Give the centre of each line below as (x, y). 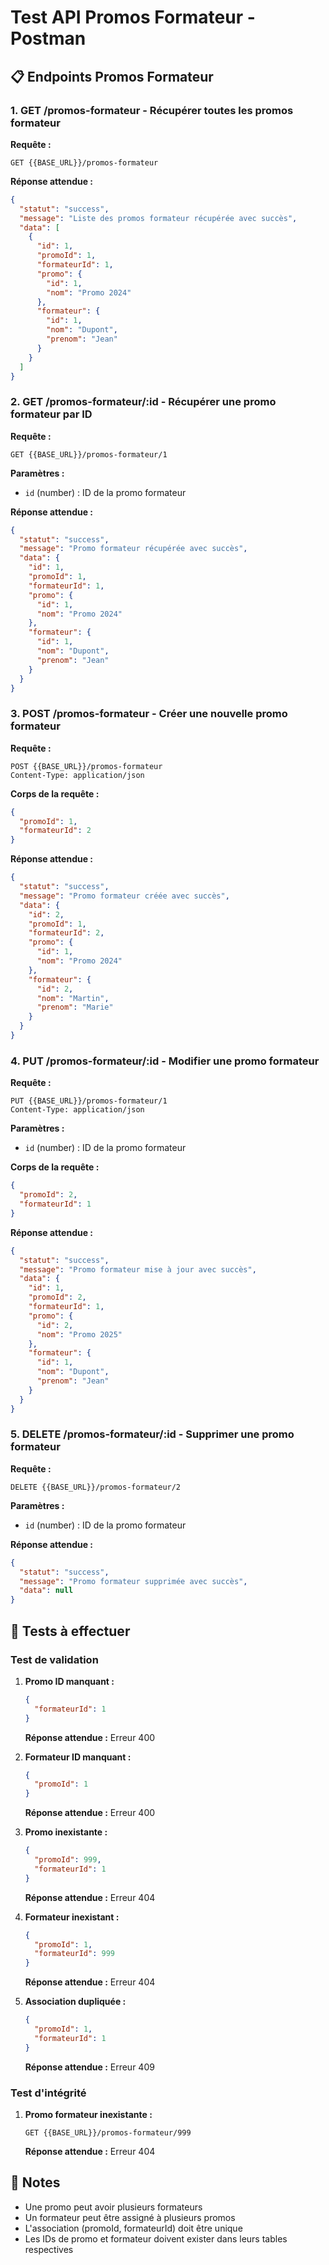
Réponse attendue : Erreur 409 (89, 2067)
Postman (48, 38)
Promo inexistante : (66, 1832)
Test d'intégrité (48, 2093)
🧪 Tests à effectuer (70, 1631)
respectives (49, 2249)
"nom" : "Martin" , (73, 998)
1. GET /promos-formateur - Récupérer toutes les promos (152, 110)
